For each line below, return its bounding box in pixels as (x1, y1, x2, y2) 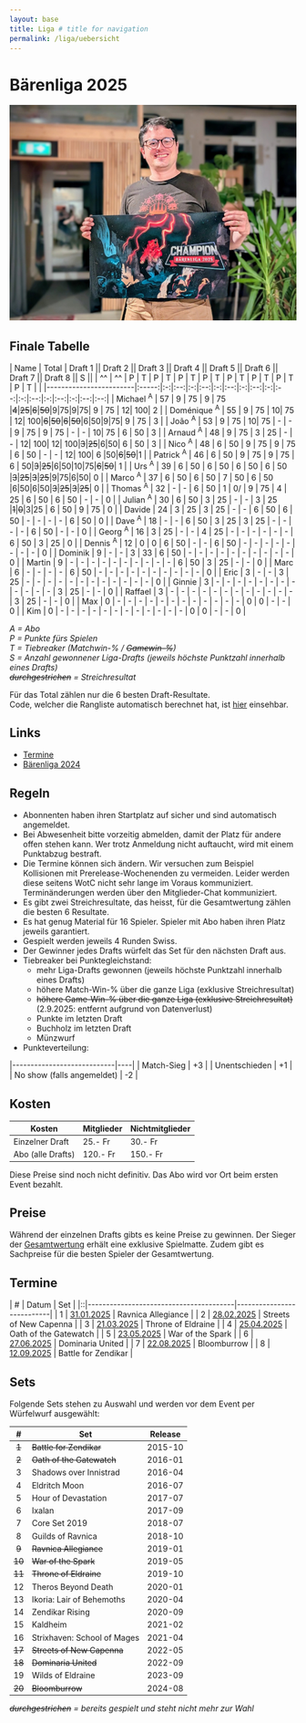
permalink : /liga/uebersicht (9, 34, 120, 43)
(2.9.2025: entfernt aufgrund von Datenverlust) (36, 1003, 213, 1014)
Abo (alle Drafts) (13, 1149, 76, 1160)
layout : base (9, 15, 59, 24)
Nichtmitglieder (130, 1123, 191, 1134)
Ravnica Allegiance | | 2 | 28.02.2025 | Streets (117, 1309, 291, 1320)
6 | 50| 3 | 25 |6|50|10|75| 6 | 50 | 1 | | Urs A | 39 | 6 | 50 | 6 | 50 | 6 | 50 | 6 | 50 (9, 459, 288, 472)
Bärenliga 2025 (9, 74, 127, 95)
